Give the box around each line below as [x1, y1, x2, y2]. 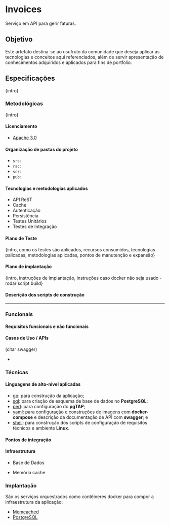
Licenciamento [5, 123, 37, 129]
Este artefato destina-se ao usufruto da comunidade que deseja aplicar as [5, 48, 160, 54]
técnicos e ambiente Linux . [12, 425, 70, 431]
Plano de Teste [5, 235, 37, 242]
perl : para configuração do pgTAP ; [12, 403, 86, 409]
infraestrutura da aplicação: [5, 499, 63, 505]
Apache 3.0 [12, 135, 37, 141]
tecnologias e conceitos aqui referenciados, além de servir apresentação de [5, 54, 164, 60]
